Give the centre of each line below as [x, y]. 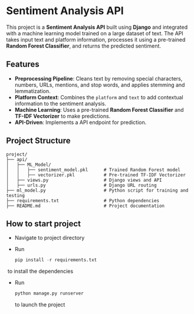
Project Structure [38, 141]
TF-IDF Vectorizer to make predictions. [63, 116]
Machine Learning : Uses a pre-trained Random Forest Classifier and [99, 109]
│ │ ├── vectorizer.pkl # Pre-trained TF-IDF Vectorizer [96, 175]
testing [16, 195]
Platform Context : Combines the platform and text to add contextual [99, 97]
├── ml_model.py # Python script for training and [97, 190]
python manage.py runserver [49, 293]
